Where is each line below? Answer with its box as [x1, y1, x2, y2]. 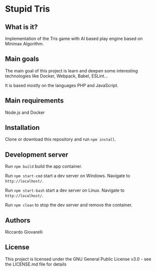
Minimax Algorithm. [5, 41, 44, 47]
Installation [5, 124, 40, 132]
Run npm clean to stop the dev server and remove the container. [5, 202, 133, 208]
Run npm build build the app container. [5, 163, 83, 169]
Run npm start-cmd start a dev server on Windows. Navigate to [5, 173, 130, 179]
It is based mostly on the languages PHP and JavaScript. [5, 82, 119, 88]
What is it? [5, 23, 38, 31]
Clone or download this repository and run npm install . [5, 136, 116, 142]
